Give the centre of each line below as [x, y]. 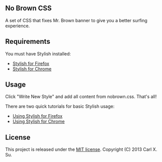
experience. [18, 26]
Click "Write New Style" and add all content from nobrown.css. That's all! [81, 97]
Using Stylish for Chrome [38, 121]
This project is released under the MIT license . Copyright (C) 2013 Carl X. [81, 149]
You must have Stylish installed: [38, 54]
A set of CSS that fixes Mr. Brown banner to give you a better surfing [76, 20]
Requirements [28, 42]
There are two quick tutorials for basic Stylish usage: [60, 106]
